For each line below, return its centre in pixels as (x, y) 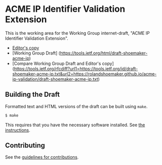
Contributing (25, 146)
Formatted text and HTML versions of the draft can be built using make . (76, 106)
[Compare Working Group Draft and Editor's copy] (63, 63)
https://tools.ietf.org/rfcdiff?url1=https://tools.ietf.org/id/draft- (76, 69)
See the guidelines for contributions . (42, 157)
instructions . (18, 130)
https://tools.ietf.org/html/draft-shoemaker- (104, 53)
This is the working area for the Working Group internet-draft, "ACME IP (77, 33)
